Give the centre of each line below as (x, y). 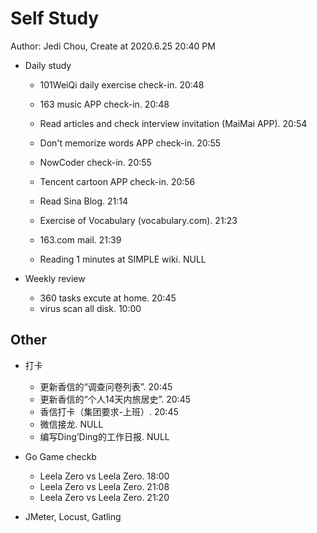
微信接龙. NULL (71, 424)
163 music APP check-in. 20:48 (104, 104)
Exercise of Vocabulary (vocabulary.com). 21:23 (138, 220)
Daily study (48, 65)
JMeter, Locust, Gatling (73, 516)
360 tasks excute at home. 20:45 (108, 298)
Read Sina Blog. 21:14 (84, 201)
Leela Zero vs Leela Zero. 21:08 (104, 486)
